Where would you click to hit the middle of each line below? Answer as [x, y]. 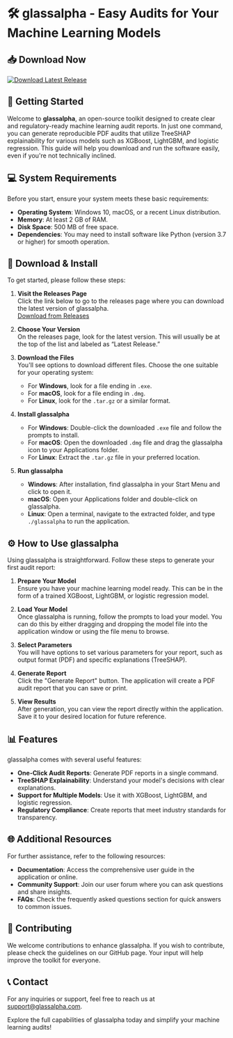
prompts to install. [54, 435]
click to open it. [50, 492]
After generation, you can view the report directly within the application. [120, 709]
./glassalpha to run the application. [79, 521]
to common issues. [45, 906]
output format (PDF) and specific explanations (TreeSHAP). [102, 660]
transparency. [37, 818]
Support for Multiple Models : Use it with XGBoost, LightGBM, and [112, 796]
